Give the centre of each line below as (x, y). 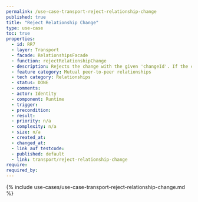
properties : (21, 39)
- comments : (26, 88)
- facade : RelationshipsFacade (50, 55)
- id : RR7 (23, 45)
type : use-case (25, 28)
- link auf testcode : (38, 148)
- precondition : (31, 110)
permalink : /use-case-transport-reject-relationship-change (82, 11)
